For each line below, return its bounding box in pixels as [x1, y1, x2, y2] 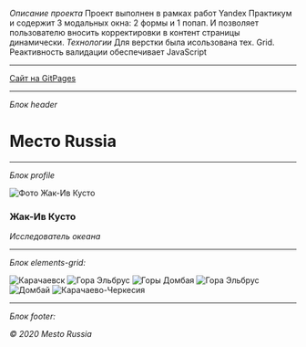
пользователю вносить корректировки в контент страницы [9, 27, 240, 37]
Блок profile [9, 169, 56, 181]
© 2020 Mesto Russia [9, 329, 93, 340]
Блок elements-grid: [9, 258, 87, 268]
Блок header [9, 100, 57, 110]
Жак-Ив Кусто [9, 210, 76, 223]
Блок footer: [9, 310, 56, 322]
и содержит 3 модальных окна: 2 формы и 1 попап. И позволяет [9, 17, 260, 28]
